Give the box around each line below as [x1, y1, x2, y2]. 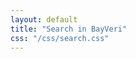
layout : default [10, 14, 78, 25]
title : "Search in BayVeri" [10, 24, 128, 34]
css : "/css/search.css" [10, 33, 110, 43]
